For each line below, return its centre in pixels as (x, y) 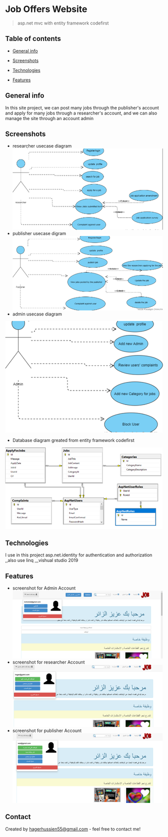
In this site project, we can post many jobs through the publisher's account (82, 107)
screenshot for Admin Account (44, 588)
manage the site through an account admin (49, 118)
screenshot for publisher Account (47, 730)
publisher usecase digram (39, 233)
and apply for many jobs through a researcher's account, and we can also (81, 113)
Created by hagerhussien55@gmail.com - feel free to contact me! (73, 829)
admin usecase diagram (37, 314)
